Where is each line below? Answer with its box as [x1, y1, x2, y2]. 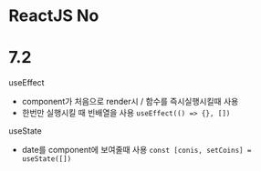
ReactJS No [8, 5, 99, 26]
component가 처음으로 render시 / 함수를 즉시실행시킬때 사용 [21, 96, 239, 107]
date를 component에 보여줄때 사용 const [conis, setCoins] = [21, 145, 252, 156]
